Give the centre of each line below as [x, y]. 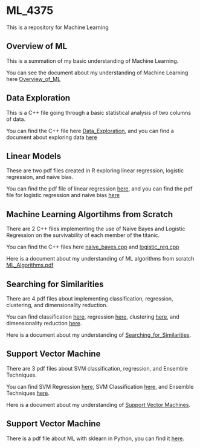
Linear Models [34, 156]
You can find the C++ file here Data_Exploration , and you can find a [90, 131]
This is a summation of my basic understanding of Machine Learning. [92, 60]
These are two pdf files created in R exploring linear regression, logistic [95, 170]
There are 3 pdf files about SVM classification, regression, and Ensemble [97, 368]
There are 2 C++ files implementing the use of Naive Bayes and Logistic [96, 229]
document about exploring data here [52, 137]
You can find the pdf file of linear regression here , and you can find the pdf [99, 189]
